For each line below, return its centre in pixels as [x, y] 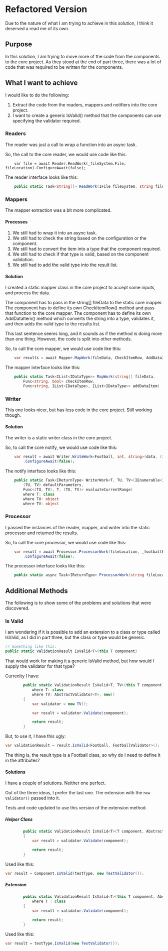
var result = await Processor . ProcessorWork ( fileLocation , [77, 552]
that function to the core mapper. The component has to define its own [78, 313]
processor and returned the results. [42, 533]
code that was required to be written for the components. [64, 67]
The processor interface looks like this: [45, 566]
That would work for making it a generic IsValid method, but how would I [79, 661]
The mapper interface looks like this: [43, 368]
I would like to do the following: [37, 95]
